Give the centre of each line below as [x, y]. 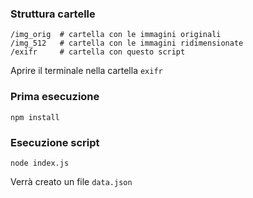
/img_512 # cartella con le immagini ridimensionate [127, 43]
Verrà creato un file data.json [71, 181]
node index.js [40, 163]
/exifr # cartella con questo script [98, 52]
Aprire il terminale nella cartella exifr [86, 71]
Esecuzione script [55, 142]
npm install [35, 117]
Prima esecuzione [55, 97]
